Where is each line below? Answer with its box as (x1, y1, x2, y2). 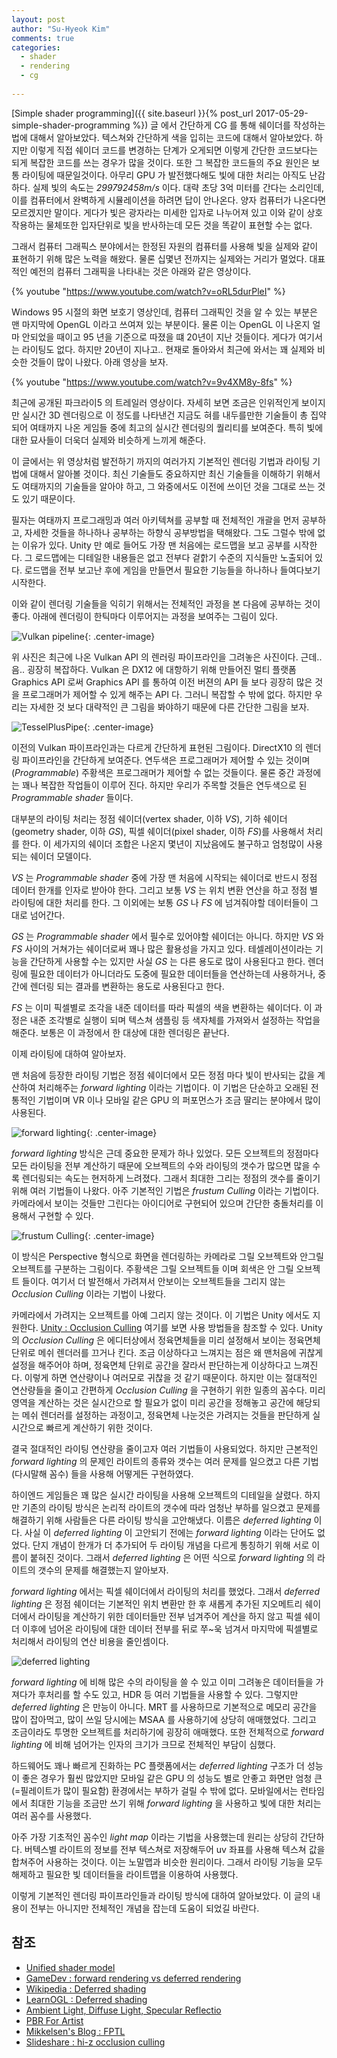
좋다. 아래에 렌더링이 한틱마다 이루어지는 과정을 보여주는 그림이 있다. (11, 610, 278, 622)
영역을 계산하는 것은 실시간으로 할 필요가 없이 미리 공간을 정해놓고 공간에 (11, 1396, 294, 1408)
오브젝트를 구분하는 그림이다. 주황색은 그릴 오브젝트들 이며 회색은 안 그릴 (11, 1262, 294, 1275)
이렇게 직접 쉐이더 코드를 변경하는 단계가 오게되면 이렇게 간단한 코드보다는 (29, 144, 319, 156)
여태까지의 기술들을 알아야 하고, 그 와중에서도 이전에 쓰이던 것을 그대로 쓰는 (21, 480, 316, 492)
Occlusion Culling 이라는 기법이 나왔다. (11, 1287, 167, 1300)
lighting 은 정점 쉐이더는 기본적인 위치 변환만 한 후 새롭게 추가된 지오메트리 (11, 1597, 303, 1610)
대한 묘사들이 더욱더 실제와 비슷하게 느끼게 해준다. (11, 434, 207, 446)
